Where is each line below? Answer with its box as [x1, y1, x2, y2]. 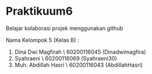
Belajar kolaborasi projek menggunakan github [6, 24, 123, 32]
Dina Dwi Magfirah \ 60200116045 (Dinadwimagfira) [14, 48, 146, 56]
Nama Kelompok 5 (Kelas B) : [6, 36, 80, 43]
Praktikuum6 [6, 4, 73, 18]
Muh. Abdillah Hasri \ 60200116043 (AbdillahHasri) [14, 61, 143, 68]
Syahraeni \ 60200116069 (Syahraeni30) [14, 54, 118, 62]
